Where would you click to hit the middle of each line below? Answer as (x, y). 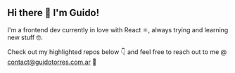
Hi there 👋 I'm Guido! (53, 13)
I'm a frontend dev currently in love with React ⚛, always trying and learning (118, 29)
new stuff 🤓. (25, 37)
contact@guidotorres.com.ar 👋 (52, 62)
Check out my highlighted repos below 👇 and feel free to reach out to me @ (117, 52)
